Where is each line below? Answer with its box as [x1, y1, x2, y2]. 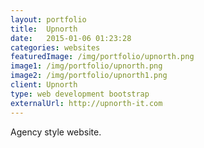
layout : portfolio [10, 14, 87, 25]
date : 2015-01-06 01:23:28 [10, 33, 132, 43]
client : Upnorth [10, 80, 78, 90]
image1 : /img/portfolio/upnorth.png [10, 61, 163, 71]
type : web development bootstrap [10, 89, 150, 99]
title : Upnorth [10, 24, 78, 34]
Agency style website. [10, 126, 102, 138]
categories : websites [10, 42, 101, 53]
